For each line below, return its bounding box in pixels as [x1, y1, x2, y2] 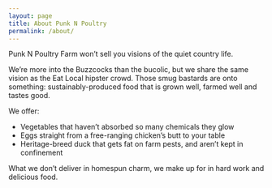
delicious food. [8, 172, 58, 182]
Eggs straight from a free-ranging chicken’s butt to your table [19, 130, 226, 140]
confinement [19, 147, 63, 158]
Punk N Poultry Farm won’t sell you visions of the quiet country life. [8, 49, 234, 59]
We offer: [8, 106, 40, 116]
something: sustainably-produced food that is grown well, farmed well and [8, 82, 257, 92]
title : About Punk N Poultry [8, 19, 107, 28]
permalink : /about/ [8, 27, 75, 35]
